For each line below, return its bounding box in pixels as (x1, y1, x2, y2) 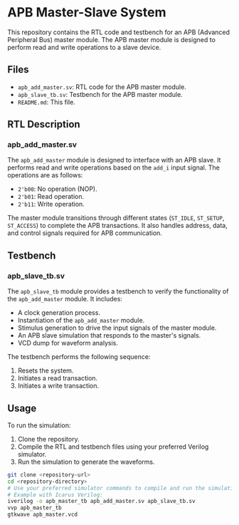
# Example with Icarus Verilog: (7, 491, 103, 499)
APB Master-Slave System (7, 4, 166, 21)
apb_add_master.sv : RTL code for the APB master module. (17, 83, 186, 91)
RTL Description (7, 118, 80, 130)
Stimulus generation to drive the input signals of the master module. (17, 323, 217, 332)
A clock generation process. (17, 308, 101, 317)
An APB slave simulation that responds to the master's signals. (17, 331, 201, 340)
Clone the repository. (17, 435, 80, 443)
